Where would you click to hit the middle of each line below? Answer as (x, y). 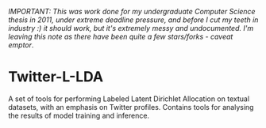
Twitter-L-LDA (56, 77)
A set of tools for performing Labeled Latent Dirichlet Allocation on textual (129, 99)
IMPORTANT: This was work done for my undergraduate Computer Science (132, 11)
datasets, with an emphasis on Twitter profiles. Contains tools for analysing (131, 107)
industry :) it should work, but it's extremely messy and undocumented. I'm (131, 28)
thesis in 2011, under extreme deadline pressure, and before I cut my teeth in (133, 20)
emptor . (21, 45)
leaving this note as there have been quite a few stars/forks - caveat (121, 36)
